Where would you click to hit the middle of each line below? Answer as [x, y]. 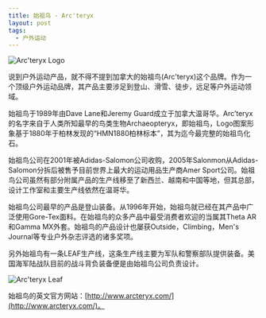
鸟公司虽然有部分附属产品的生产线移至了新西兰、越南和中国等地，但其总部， [133, 180]
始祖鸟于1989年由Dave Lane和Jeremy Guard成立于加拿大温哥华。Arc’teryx [131, 114]
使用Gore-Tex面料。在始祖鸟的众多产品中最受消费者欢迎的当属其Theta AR [135, 217]
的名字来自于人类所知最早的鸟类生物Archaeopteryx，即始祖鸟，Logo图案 [128, 123]
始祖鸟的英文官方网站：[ [48, 296]
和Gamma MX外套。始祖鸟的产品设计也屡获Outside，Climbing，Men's [124, 227]
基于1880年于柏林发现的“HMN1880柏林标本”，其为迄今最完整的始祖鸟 [129, 134]
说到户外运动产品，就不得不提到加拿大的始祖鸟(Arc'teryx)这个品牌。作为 [127, 77]
